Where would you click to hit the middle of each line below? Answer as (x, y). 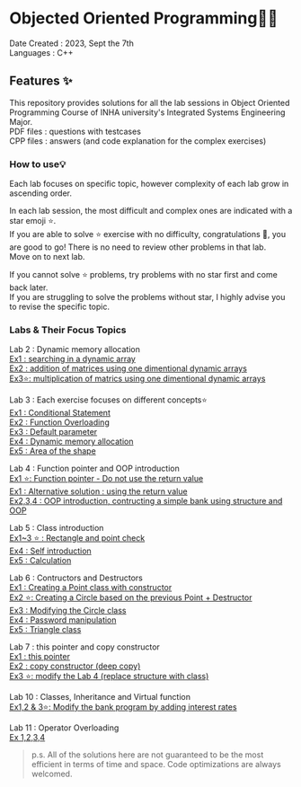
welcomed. (52, 774)
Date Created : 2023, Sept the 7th (72, 43)
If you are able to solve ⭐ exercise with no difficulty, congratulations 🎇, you (148, 234)
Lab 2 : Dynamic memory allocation (75, 349)
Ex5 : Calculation (40, 561)
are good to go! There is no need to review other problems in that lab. (138, 247)
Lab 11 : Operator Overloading (64, 728)
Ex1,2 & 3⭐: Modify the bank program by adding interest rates (123, 707)
